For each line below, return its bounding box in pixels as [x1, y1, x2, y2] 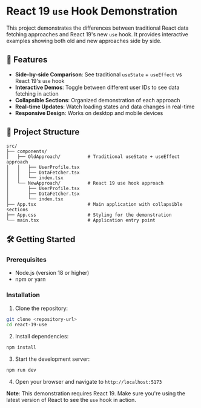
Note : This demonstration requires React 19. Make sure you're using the [6, 390, 186, 397]
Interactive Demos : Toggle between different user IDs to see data [15, 84, 180, 91]
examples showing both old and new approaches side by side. [6, 37, 162, 44]
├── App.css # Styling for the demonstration [6, 212, 172, 218]
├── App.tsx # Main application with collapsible [6, 201, 183, 207]
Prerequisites [6, 255, 47, 264]
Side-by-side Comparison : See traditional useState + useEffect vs [15, 71, 182, 78]
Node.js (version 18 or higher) [15, 269, 90, 277]
